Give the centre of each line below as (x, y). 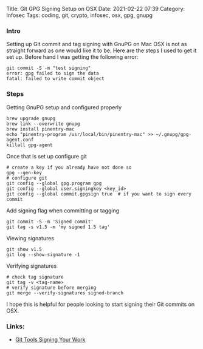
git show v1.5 (24, 249)
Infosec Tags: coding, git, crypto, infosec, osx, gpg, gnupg (80, 15)
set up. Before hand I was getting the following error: (72, 57)
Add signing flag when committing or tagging (63, 210)
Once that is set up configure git (46, 156)
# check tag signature (35, 277)
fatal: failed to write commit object (55, 79)
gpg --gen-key (24, 172)
